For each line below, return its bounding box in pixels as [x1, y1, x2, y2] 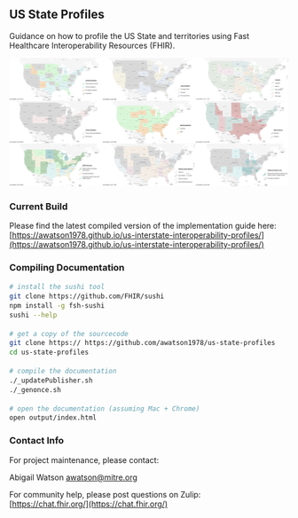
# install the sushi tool [9, 283, 105, 292]
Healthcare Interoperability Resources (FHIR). [9, 40, 176, 51]
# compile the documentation [9, 367, 117, 376]
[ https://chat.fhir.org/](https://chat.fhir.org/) [9, 498, 169, 509]
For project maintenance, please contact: [9, 454, 160, 465]
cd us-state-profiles [9, 348, 90, 357]
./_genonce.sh [9, 385, 62, 394]
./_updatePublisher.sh [9, 376, 93, 385]
